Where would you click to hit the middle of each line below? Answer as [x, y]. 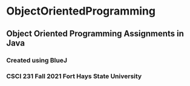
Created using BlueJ [37, 60]
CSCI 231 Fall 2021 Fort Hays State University [74, 76]
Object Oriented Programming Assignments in [95, 34]
